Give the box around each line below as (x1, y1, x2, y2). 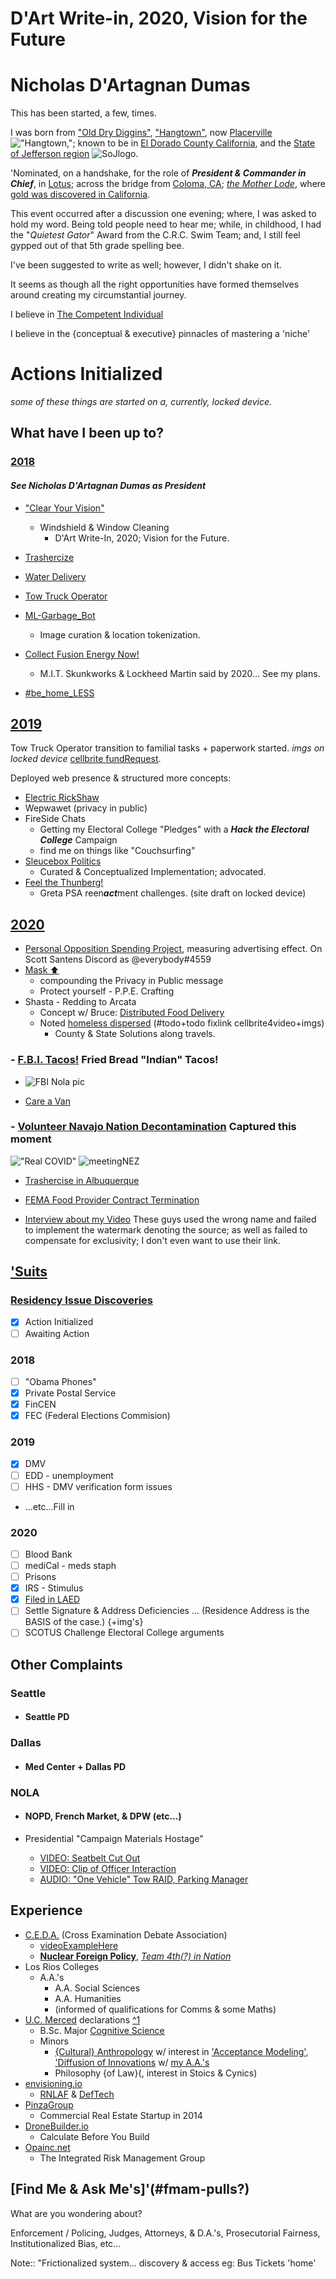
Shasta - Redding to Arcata (24, 996, 137, 1008)
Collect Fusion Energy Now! (24, 648, 140, 660)
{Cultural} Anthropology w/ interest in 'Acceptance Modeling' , (54, 2045, 309, 2057)
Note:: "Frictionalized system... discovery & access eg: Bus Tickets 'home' (10, 2257, 317, 2269)
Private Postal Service (24, 1387, 117, 1399)
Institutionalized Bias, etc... (10, 2237, 122, 2249)
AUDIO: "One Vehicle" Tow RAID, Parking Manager (39, 1873, 249, 1885)
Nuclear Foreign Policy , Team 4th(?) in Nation (39, 1950, 232, 1962)
